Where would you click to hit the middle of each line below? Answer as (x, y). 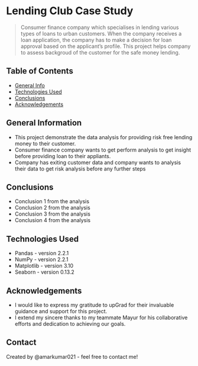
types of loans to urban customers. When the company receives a (101, 33)
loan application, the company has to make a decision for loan (96, 40)
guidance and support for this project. (61, 311)
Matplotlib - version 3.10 (44, 266)
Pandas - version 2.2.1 (42, 253)
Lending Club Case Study (70, 11)
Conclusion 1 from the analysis (52, 201)
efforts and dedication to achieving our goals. (70, 324)
